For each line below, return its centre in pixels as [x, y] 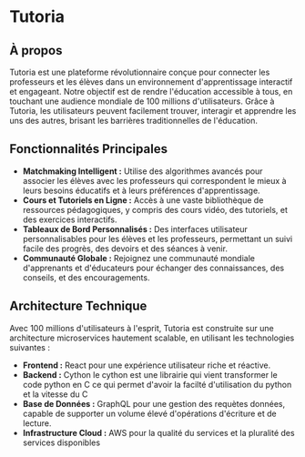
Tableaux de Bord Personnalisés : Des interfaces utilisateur [135, 228]
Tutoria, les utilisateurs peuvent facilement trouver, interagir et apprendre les [153, 111]
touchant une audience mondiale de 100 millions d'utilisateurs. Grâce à [142, 101]
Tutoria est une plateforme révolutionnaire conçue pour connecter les [140, 72]
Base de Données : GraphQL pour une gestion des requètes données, [154, 403]
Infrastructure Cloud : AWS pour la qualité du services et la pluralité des [158, 432]
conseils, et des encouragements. [86, 277]
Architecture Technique [78, 306]
